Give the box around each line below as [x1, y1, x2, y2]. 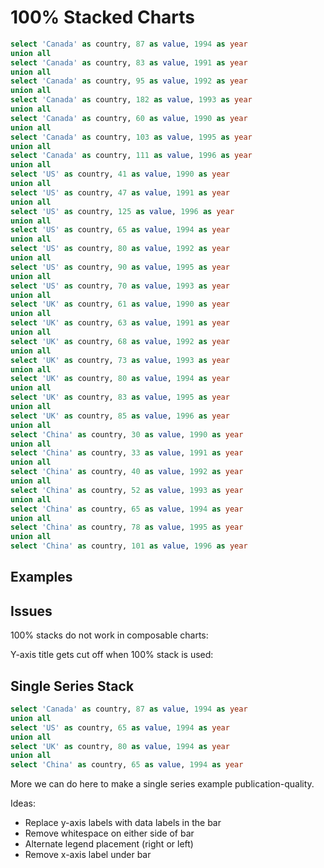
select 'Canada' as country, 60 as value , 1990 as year [10, 113, 248, 123]
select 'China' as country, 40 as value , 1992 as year [10, 467, 244, 477]
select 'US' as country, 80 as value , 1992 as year [10, 244, 230, 254]
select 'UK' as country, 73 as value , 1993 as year [10, 355, 230, 365]
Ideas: [10, 797, 36, 810]
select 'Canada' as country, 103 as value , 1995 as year [10, 132, 253, 142]
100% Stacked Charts [10, 6, 196, 29]
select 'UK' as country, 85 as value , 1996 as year [10, 411, 230, 421]
